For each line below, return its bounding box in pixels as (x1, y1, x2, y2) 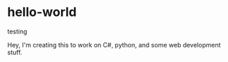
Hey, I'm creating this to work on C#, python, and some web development (7, 40, 221, 49)
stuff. (7, 48, 23, 56)
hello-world (7, 4, 77, 20)
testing (7, 27, 27, 36)
